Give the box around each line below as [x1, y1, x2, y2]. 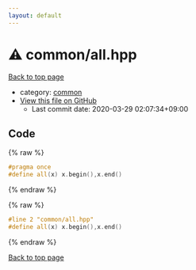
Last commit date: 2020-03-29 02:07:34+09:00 [31, 104, 189, 113]
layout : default [8, 11, 62, 20]
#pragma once [8, 163, 52, 171]
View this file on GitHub [19, 96, 98, 105]
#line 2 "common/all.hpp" [8, 215, 94, 224]
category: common [19, 87, 83, 97]
